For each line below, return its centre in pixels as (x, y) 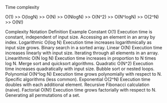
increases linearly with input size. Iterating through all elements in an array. (82, 53)
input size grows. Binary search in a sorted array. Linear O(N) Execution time (84, 48)
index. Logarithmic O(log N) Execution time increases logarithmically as (79, 42)
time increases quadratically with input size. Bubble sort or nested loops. (80, 69)
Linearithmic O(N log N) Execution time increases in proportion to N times (81, 58)
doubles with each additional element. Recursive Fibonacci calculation (77, 85)
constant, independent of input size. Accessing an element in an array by (80, 37)
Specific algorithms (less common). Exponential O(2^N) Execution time (78, 79)
